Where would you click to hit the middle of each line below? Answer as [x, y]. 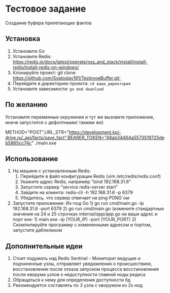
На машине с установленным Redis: [52, 171]
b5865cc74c [19, 143]
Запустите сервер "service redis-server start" [69, 187]
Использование [32, 158]
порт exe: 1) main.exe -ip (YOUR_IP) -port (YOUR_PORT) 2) [74, 219]
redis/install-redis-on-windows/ [46, 67]
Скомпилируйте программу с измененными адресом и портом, [82, 225]
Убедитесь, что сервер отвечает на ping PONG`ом [75, 198]
